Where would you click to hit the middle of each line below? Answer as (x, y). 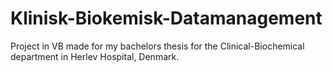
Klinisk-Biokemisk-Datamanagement (166, 18)
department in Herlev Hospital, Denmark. (95, 56)
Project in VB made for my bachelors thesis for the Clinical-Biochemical (157, 46)
